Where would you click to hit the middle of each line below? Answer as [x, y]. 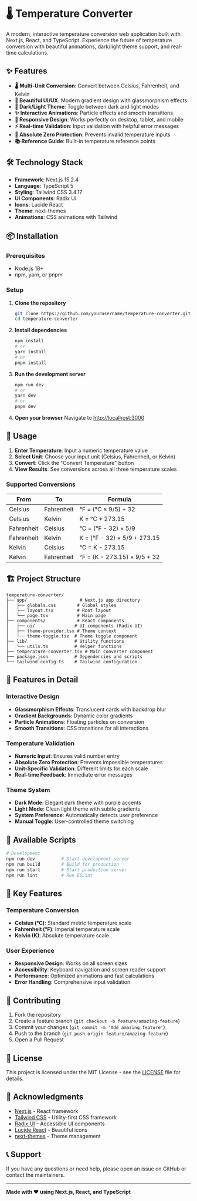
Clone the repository [40, 303]
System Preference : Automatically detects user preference [86, 815]
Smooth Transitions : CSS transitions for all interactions [81, 728]
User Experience [30, 951]
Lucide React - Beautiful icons [51, 1129]
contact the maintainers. [35, 1175]
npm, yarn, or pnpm [38, 275]
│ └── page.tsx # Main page [56, 615]
